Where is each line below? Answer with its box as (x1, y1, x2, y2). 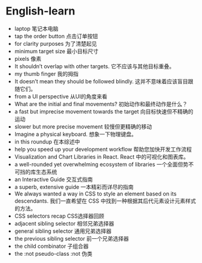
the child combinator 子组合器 (14, 242, 89, 250)
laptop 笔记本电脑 (14, 25, 59, 32)
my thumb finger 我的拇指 (14, 70, 79, 77)
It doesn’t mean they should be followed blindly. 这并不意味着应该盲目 (14, 77, 189, 85)
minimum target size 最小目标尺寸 (14, 47, 99, 55)
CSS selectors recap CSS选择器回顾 (14, 212, 105, 220)
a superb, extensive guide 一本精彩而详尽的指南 (14, 183, 134, 191)
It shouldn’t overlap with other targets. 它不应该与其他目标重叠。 (14, 62, 175, 70)
